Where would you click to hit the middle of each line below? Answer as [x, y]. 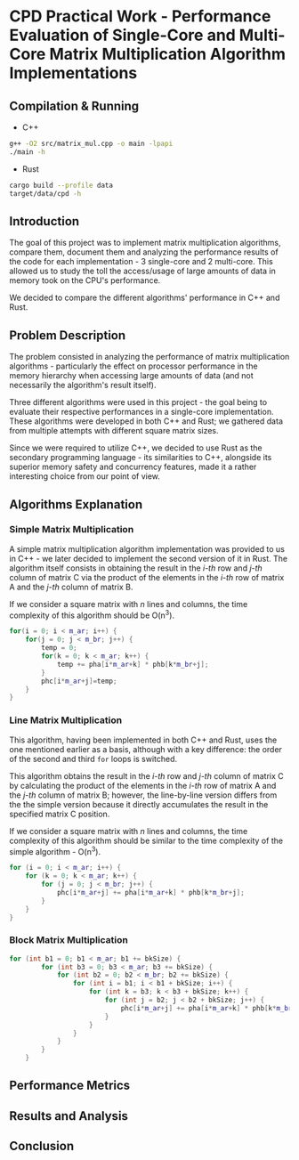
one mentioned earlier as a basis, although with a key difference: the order [146, 749]
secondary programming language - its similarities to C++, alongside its [141, 458]
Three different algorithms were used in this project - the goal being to [138, 402]
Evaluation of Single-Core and [122, 35]
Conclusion [42, 1146]
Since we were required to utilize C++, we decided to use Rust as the [136, 448]
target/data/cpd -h [45, 193]
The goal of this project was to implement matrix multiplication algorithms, [145, 243]
